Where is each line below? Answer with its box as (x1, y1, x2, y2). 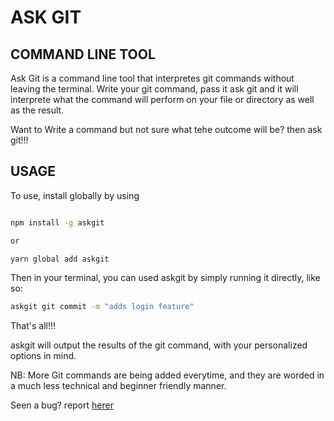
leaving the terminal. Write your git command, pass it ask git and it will (10, 83, 299, 95)
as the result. (10, 104, 65, 116)
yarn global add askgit (10, 254, 110, 264)
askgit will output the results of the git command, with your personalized (10, 339, 308, 351)
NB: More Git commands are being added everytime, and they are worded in (10, 369, 325, 381)
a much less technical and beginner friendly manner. (10, 380, 227, 392)
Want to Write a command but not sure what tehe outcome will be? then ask (10, 124, 323, 135)
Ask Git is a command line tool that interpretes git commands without (10, 72, 295, 84)
